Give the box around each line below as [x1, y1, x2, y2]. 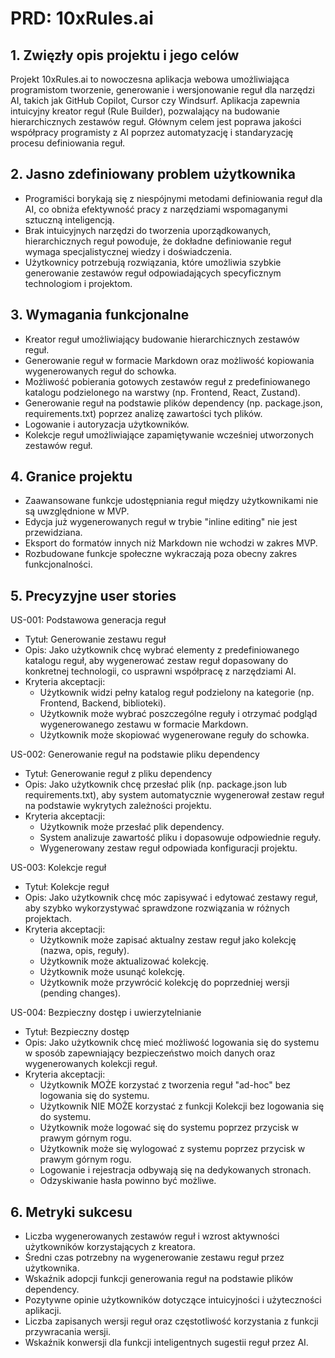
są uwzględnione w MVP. [24, 505, 130, 517]
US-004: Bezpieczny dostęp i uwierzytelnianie [10, 1007, 202, 1019]
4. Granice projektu [10, 468, 133, 486]
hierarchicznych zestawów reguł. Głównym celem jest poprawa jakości [10, 116, 302, 127]
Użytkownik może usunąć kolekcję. [39, 966, 186, 978]
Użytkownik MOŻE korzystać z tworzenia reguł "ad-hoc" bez [39, 1079, 292, 1091]
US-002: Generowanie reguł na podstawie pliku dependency [10, 748, 260, 761]
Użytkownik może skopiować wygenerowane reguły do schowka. [39, 729, 310, 741]
